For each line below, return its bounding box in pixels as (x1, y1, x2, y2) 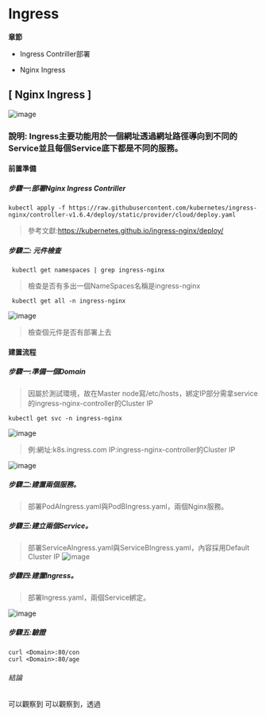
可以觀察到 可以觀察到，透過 (8, 698, 101, 709)
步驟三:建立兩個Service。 (8, 521, 93, 530)
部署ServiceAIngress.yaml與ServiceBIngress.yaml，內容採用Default (27, 542, 250, 552)
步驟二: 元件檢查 (8, 245, 61, 255)
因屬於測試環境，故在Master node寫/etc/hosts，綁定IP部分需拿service (27, 388, 258, 398)
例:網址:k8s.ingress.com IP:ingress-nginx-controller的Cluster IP (27, 444, 236, 454)
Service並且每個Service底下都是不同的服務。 (8, 143, 183, 154)
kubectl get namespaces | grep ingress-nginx (11, 266, 165, 275)
